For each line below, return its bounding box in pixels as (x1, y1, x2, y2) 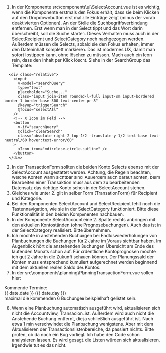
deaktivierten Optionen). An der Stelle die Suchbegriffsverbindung (11, 20, 148, 26)
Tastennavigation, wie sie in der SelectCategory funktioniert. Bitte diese (11, 206, 159, 212)
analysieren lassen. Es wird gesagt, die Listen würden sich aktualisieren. (11, 337, 160, 343)
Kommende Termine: (4, 285, 48, 291)
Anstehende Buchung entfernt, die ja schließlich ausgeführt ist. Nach (11, 316, 154, 321)
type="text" (17, 85, 43, 90)
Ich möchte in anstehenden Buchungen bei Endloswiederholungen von (11, 233, 157, 238)
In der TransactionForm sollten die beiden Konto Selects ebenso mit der (11, 164, 159, 170)
